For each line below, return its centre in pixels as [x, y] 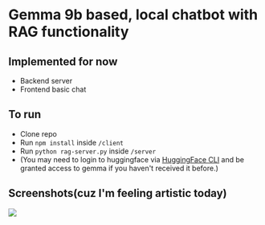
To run [25, 115]
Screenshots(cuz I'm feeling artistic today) [118, 193]
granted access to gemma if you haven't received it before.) [119, 168]
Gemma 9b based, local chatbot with [133, 15]
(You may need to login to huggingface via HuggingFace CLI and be [132, 159]
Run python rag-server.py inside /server [88, 151]
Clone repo [39, 133]
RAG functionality [69, 32]
